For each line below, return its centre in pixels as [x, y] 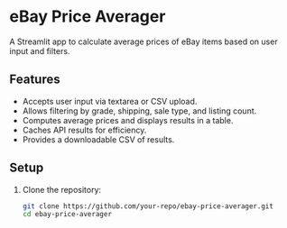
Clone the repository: [62, 189]
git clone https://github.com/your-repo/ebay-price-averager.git [148, 206]
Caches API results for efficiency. [84, 130]
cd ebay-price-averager [67, 214]
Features [35, 80]
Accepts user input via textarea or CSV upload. [110, 101]
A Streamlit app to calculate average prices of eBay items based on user [143, 41]
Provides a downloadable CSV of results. [98, 139]
